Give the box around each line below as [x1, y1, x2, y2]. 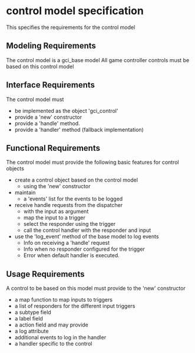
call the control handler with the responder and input [23, 226, 151, 234]
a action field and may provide [14, 321, 88, 329]
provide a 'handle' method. [14, 119, 81, 127]
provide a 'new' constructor [14, 114, 82, 121]
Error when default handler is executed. [23, 252, 120, 259]
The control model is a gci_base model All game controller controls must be [6, 56, 190, 63]
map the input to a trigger [23, 214, 85, 221]
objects [6, 165, 25, 172]
